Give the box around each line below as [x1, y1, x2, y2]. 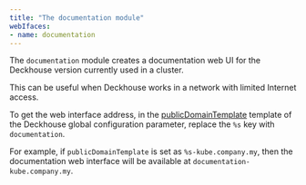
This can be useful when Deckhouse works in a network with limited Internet [9, 83, 297, 93]
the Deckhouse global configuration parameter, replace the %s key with [9, 119, 275, 130]
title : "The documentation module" [9, 13, 145, 23]
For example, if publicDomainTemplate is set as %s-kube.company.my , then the [9, 146, 293, 157]
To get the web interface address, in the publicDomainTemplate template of [9, 110, 292, 121]
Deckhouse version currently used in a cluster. [9, 64, 184, 75]
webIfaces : [9, 22, 51, 31]
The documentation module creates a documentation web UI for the [9, 55, 261, 66]
